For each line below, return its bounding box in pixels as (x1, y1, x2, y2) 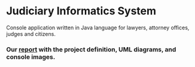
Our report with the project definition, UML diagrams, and (6, 45, 176, 53)
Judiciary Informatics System (6, 4, 157, 18)
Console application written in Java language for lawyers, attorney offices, (6, 24, 190, 31)
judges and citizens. (6, 30, 56, 37)
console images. (6, 53, 56, 61)
